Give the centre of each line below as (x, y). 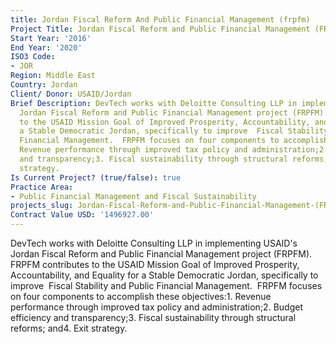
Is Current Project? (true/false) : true (96, 177)
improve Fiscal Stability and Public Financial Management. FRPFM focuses (166, 285)
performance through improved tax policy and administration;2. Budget (156, 307)
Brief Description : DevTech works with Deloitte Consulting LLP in (154, 103)
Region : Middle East (53, 76)
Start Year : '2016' (51, 38)
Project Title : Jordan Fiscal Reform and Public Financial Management (160, 29)
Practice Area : (42, 187)
